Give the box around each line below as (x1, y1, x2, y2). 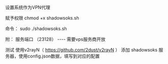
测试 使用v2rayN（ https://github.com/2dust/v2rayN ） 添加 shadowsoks (5, 47, 158, 52)
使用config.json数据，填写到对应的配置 (18, 53, 100, 59)
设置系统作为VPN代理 (5, 4, 51, 10)
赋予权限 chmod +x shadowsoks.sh (5, 15, 80, 21)
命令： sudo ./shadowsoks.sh (5, 25, 67, 31)
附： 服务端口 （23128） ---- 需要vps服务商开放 (5, 36, 106, 42)
